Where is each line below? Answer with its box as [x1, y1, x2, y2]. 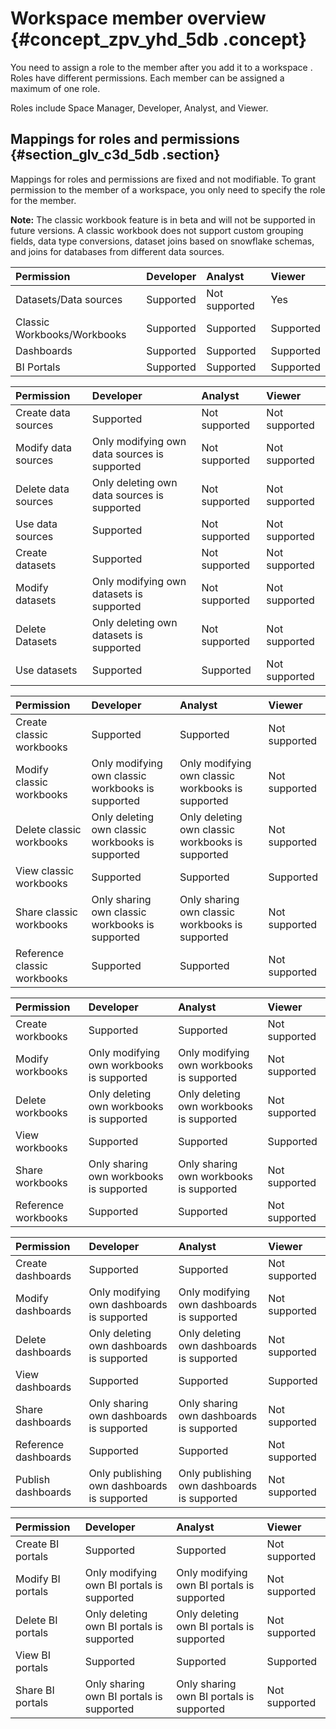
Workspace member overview [10, 7, 267, 30]
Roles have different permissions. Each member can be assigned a [10, 72, 285, 84]
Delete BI [15, 1613, 58, 1627]
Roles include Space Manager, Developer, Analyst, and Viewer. [10, 102, 269, 114]
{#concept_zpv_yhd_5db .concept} [10, 28, 308, 51]
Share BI [15, 1683, 55, 1697]
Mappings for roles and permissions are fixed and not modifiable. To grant [10, 173, 316, 185]
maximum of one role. [10, 82, 101, 94]
